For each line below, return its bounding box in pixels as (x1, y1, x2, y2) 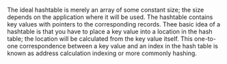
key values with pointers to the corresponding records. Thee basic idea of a (7, 20, 221, 28)
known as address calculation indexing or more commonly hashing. (7, 49, 197, 57)
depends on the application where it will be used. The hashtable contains (7, 13, 213, 21)
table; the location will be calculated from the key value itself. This (7, 35, 193, 43)
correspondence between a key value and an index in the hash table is (19, 42, 219, 50)
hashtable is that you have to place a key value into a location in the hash (7, 27, 213, 35)
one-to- (193, 35, 217, 43)
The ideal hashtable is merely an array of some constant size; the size (7, 6, 204, 14)
